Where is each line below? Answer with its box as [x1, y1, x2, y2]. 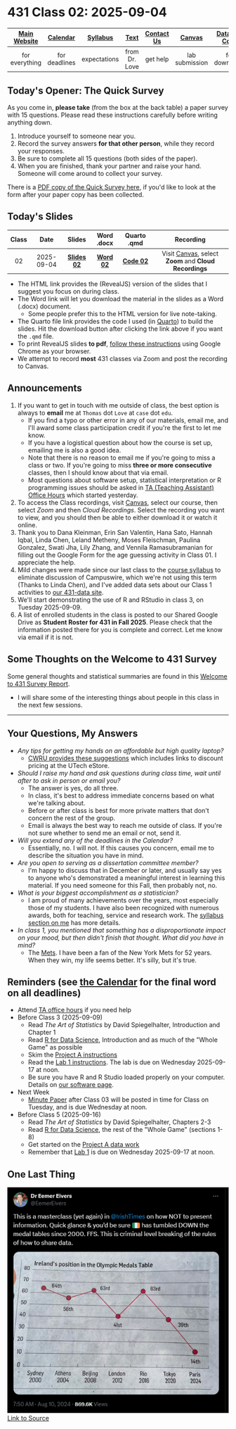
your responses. [17, 147, 65, 155]
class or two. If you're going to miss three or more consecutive [27, 460, 212, 469]
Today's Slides [7, 210, 74, 222]
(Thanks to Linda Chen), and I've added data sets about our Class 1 [17, 580, 212, 588]
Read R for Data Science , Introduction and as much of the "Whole [27, 1035, 218, 1044]
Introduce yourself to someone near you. [17, 132, 136, 140]
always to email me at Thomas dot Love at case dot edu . [17, 408, 173, 417]
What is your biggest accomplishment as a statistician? [17, 888, 179, 897]
